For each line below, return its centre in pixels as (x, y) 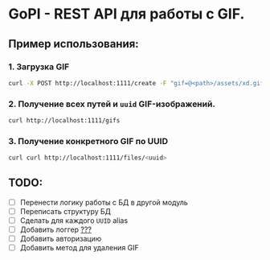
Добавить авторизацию (61, 239)
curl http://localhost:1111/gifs (64, 121)
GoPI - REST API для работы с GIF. (127, 14)
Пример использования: (74, 44)
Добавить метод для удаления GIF (79, 248)
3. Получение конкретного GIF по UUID (88, 141)
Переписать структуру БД (65, 211)
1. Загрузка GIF (39, 67)
